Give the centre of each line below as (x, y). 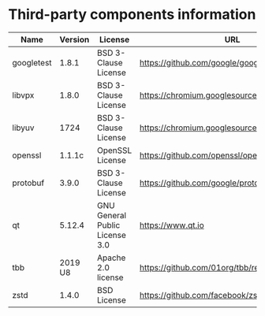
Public (109, 225)
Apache (112, 258)
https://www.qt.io (172, 225)
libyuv (23, 128)
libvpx (23, 95)
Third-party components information (132, 15)
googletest (32, 62)
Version (75, 39)
